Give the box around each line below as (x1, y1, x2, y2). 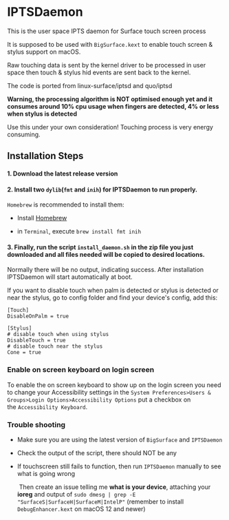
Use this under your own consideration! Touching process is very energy (7, 123, 213, 131)
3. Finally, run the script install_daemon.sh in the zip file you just (7, 242, 194, 251)
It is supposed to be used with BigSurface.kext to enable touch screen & (7, 40, 213, 48)
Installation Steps (7, 150, 84, 162)
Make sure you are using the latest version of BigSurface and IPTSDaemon (17, 435, 223, 444)
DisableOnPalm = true (7, 313, 69, 320)
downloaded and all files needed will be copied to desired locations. (7, 250, 205, 258)
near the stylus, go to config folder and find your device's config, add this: (7, 293, 218, 302)
